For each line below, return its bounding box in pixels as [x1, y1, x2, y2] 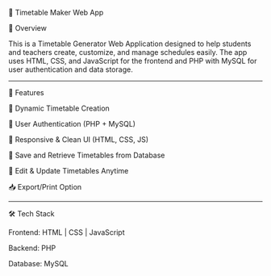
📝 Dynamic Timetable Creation [8, 103, 110, 113]
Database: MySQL [8, 259, 69, 268]
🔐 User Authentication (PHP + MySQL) [8, 119, 135, 128]
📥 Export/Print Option [8, 182, 82, 191]
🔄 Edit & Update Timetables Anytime [8, 166, 129, 175]
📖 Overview [8, 23, 47, 32]
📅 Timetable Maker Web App [8, 8, 104, 17]
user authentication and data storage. [8, 65, 133, 74]
